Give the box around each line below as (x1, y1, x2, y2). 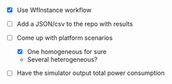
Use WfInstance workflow (16, 6, 92, 14)
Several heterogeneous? (27, 56, 98, 64)
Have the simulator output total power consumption (16, 69, 165, 77)
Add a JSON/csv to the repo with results (16, 20, 134, 28)
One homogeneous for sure (27, 48, 107, 56)
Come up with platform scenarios (16, 34, 113, 42)
